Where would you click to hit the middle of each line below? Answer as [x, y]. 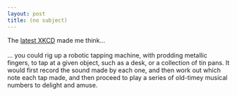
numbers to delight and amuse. [53, 85]
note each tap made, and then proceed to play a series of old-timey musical [117, 77]
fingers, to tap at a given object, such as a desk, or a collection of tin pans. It [119, 62]
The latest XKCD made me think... [56, 40]
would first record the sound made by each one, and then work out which [114, 70]
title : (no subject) [38, 20]
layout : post [26, 14]
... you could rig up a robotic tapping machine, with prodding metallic [108, 55]
